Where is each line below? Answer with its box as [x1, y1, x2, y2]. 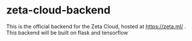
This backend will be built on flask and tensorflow [6, 29, 128, 36]
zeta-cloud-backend [6, 4, 111, 17]
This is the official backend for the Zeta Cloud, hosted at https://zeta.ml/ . [6, 23, 187, 30]
